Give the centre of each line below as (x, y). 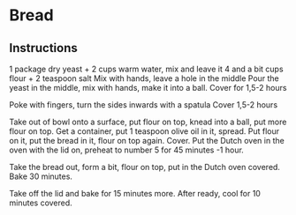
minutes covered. (41, 203)
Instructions (43, 48)
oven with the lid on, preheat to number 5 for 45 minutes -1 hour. (127, 150)
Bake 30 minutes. (41, 176)
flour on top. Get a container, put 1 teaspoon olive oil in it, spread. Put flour (144, 131)
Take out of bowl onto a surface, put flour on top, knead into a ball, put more (148, 122)
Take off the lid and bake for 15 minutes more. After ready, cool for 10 (135, 193)
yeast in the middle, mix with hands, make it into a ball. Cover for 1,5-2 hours (148, 88)
